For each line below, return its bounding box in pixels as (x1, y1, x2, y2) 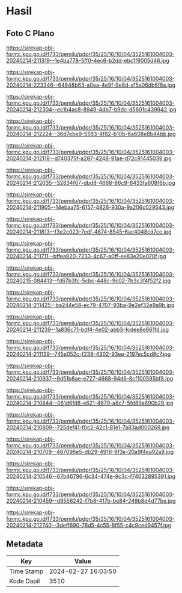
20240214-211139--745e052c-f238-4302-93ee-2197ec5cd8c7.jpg (6, 350, 171, 358)
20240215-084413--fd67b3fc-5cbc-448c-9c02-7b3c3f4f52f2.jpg (6, 277, 171, 284)
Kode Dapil (9, 577, 40, 585)
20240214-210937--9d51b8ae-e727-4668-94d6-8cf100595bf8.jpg (6, 375, 174, 382)
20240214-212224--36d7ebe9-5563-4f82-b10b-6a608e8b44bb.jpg (6, 131, 176, 137)
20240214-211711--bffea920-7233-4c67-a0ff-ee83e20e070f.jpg (6, 253, 166, 259)
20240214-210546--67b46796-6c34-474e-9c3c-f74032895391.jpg (6, 473, 176, 480)
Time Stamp (9, 567, 44, 576)
